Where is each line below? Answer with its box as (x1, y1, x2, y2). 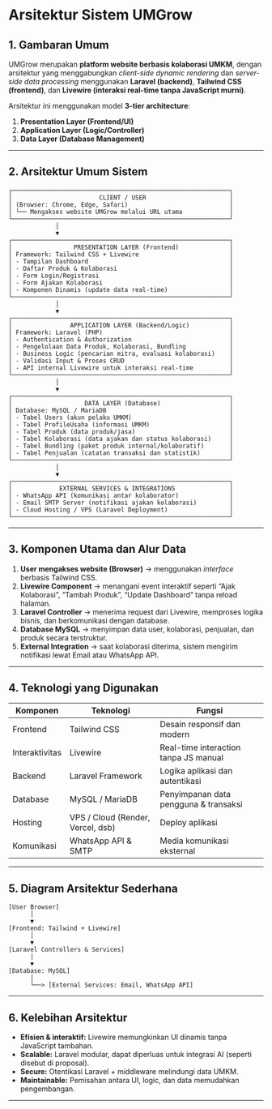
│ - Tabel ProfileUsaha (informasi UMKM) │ (8, 420, 233, 429)
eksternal (159, 846, 196, 857)
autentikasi (159, 776, 202, 787)
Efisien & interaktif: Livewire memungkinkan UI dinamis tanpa (19, 1032, 227, 1043)
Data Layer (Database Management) (19, 134, 145, 143)
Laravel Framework (69, 770, 143, 781)
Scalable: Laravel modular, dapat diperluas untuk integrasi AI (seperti (19, 1050, 253, 1060)
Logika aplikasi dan (159, 765, 233, 777)
